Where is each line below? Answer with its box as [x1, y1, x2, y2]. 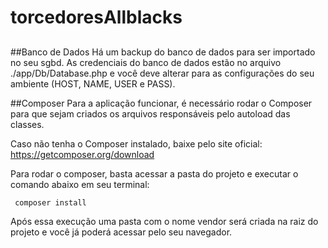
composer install [14, 197, 87, 208]
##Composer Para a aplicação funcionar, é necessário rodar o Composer [10, 97, 313, 109]
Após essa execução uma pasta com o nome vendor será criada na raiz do [10, 215, 319, 227]
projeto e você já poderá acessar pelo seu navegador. [10, 226, 233, 238]
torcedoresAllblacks [10, 6, 183, 29]
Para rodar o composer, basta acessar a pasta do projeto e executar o [10, 167, 299, 180]
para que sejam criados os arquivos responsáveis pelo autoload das [10, 107, 291, 120]
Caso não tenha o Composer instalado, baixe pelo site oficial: [10, 137, 263, 150]
